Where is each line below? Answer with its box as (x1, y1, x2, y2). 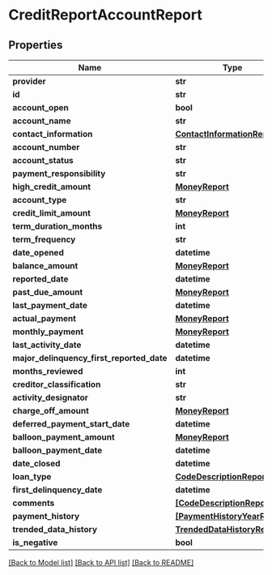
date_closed (12, 458, 61, 469)
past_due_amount (12, 286, 83, 298)
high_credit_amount (12, 181, 91, 192)
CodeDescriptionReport (175, 471, 269, 482)
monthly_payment (12, 326, 84, 337)
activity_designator (12, 392, 89, 403)
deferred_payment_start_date (12, 418, 130, 429)
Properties (8, 38, 63, 52)
